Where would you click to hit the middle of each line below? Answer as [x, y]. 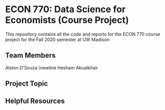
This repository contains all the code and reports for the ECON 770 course [83, 34]
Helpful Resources [35, 101]
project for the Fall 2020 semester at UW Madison [57, 40]
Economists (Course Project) [67, 20]
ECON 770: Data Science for [65, 9]
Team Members [30, 56]
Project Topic [27, 84]
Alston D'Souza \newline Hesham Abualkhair [52, 67]
